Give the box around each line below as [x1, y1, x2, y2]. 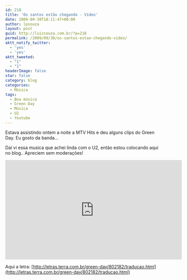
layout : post [5, 26, 33, 31]
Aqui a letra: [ [5, 263, 33, 269]
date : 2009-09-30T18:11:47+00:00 [5, 17, 76, 22]
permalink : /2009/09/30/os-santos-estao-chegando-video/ [5, 36, 128, 41]
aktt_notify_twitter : [5, 40, 51, 45]
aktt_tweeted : [5, 54, 35, 60]
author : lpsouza [5, 21, 39, 27]
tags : [5, 92, 17, 97]
